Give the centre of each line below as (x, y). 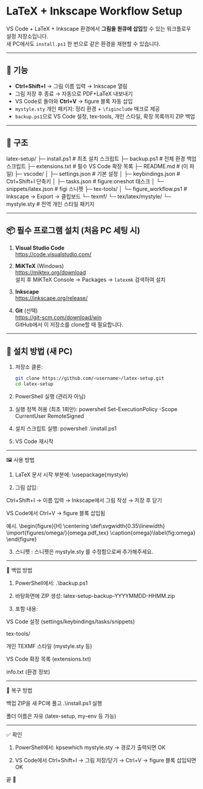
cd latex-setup (34, 384)
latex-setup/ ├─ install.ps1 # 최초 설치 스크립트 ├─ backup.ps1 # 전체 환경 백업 (101, 158)
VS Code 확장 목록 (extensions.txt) (49, 659)
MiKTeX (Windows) (40, 266)
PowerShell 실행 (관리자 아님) (50, 396)
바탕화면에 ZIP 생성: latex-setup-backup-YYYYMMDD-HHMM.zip (95, 596)
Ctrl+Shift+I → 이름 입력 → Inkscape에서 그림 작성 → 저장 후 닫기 (84, 500)
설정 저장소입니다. (27, 36)
